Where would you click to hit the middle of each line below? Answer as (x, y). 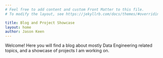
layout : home (18, 27)
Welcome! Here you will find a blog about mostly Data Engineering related (79, 45)
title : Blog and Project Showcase (40, 23)
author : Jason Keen (25, 32)
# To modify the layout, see (34, 14)
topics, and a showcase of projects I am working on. (57, 51)
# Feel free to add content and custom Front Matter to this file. (75, 9)
